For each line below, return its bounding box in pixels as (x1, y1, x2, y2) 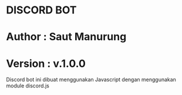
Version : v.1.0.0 (6, 57, 86, 70)
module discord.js (6, 82, 50, 89)
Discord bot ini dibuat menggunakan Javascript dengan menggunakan (6, 76, 176, 83)
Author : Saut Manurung (6, 30, 127, 44)
